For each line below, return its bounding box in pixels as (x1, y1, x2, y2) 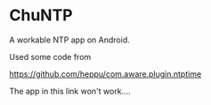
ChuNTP (9, 5, 73, 26)
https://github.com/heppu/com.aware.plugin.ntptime (9, 68, 202, 79)
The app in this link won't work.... (9, 86, 131, 96)
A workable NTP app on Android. (9, 34, 131, 45)
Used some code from (9, 51, 92, 62)
